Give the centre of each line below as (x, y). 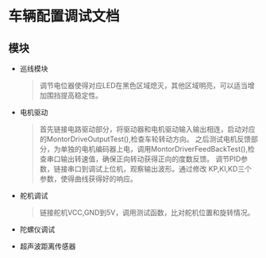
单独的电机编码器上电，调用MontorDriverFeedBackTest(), (154, 149)
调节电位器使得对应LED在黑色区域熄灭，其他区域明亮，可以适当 (144, 85)
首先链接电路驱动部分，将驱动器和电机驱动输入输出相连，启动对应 (147, 129)
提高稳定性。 (82, 95)
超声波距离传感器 (48, 246)
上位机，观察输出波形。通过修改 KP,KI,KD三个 (177, 169)
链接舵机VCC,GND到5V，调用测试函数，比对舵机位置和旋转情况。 (147, 212)
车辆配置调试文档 (64, 16)
